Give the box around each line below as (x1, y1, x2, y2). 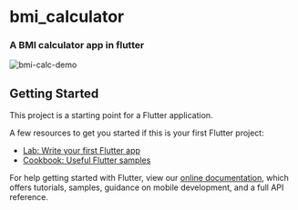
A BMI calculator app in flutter (9, 39, 145, 52)
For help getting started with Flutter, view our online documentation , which (9, 173, 290, 184)
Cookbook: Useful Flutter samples (22, 155, 151, 165)
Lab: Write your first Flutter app (22, 145, 141, 156)
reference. (9, 192, 48, 203)
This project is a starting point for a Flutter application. (9, 110, 213, 121)
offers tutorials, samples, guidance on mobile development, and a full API (9, 182, 284, 193)
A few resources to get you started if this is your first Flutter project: (9, 127, 264, 138)
